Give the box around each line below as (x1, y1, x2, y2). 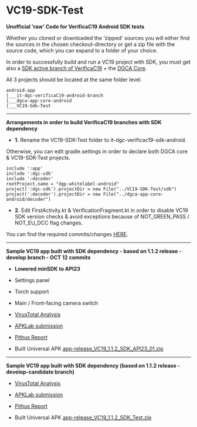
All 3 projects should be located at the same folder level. (6, 76, 142, 83)
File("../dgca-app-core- (103, 191, 164, 197)
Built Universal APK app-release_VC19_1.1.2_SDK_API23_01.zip (14, 345, 164, 352)
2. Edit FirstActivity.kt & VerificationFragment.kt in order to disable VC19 (14, 207, 189, 214)
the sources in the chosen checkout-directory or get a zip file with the (6, 41, 175, 48)
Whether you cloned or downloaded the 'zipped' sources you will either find (6, 34, 190, 41)
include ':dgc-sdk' (6, 170, 54, 177)
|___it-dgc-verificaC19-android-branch (6, 92, 104, 98)
